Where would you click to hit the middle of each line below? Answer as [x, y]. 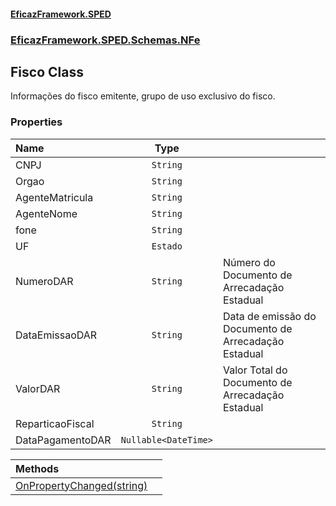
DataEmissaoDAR [56, 335]
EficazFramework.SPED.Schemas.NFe [105, 40]
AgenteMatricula [54, 197]
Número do [249, 262]
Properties [36, 122]
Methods [37, 468]
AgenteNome [46, 213]
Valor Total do [255, 370]
